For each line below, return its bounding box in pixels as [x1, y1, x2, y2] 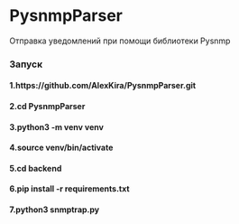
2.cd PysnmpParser [9, 101, 86, 112]
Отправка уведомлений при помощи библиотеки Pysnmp [9, 35, 231, 46]
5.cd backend [9, 163, 62, 173]
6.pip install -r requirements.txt [9, 183, 130, 194]
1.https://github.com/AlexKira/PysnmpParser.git [9, 80, 197, 91]
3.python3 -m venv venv [9, 121, 104, 132]
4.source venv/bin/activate [9, 142, 114, 154]
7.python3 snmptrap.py [9, 204, 100, 215]
